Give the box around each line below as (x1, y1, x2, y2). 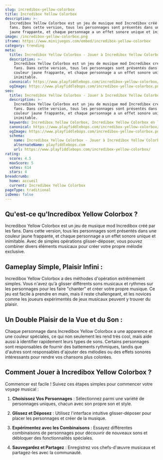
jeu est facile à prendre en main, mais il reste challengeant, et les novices (5, 291, 151, 297)
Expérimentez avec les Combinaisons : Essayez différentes (12, 425, 132, 430)
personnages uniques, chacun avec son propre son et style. (12, 401, 132, 407)
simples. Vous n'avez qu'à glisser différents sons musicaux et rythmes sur (5, 281, 154, 287)
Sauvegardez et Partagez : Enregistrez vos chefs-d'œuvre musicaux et (12, 444, 156, 450)
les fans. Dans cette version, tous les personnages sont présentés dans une (5, 228, 157, 234)
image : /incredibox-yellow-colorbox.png (5, 34, 88, 39)
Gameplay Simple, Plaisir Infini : (5, 263, 103, 271)
